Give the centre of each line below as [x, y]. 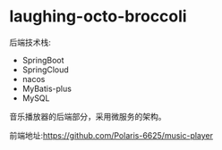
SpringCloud [45, 70]
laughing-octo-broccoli [98, 17]
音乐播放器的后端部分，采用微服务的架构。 [88, 116]
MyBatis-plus [47, 88]
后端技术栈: [30, 42]
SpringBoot [43, 60]
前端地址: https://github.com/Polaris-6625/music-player [111, 135]
